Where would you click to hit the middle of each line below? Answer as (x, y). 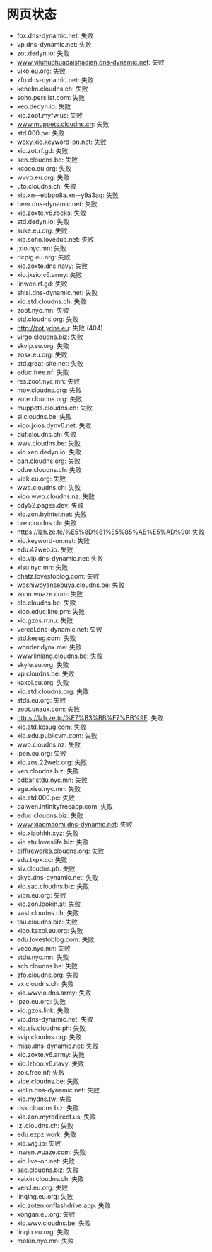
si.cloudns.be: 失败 (44, 416)
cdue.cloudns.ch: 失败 (49, 469)
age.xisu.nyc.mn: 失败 (49, 788)
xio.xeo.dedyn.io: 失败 (49, 452)
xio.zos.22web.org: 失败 (52, 762)
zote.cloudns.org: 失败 (49, 398)
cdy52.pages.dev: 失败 (50, 505)
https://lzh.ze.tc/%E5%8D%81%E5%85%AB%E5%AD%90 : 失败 (111, 532)
